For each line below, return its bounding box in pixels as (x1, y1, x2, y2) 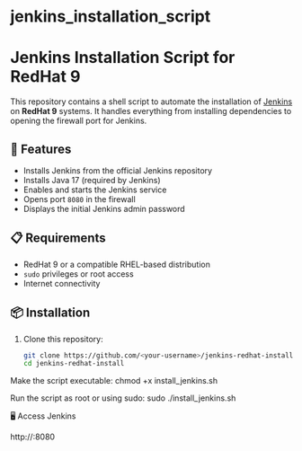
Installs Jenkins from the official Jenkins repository (22, 164, 213, 176)
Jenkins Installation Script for (10, 48, 235, 68)
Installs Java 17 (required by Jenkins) (22, 174, 161, 185)
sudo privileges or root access (22, 268, 134, 279)
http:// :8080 (10, 431, 56, 442)
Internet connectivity (22, 278, 101, 288)
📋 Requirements (10, 231, 106, 246)
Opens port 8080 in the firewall (22, 193, 136, 204)
